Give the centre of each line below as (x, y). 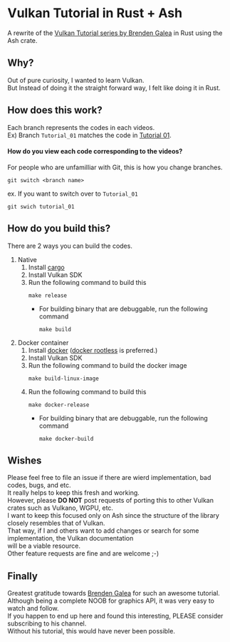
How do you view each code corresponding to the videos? (95, 151)
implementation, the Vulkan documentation (70, 538)
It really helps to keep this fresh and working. (74, 493)
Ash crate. (22, 40)
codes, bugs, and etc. (39, 485)
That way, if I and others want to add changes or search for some (103, 531)
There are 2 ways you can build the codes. (70, 246)
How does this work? (55, 110)
